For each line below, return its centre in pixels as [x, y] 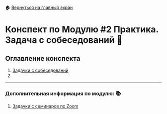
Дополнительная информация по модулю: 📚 [63, 93]
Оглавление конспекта [43, 58]
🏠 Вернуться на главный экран [39, 7]
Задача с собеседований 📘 [64, 40]
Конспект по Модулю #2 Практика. [82, 30]
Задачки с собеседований [40, 70]
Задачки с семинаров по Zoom [45, 106]
